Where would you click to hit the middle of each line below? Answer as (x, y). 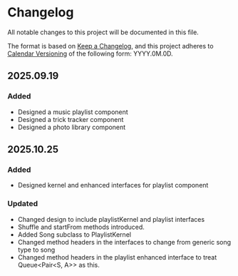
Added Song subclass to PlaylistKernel (74, 234)
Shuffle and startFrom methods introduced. (81, 227)
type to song (36, 250)
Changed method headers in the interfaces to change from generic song (124, 242)
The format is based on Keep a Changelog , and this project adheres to (110, 46)
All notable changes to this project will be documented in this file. (103, 32)
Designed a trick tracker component (71, 119)
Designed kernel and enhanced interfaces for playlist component (113, 185)
